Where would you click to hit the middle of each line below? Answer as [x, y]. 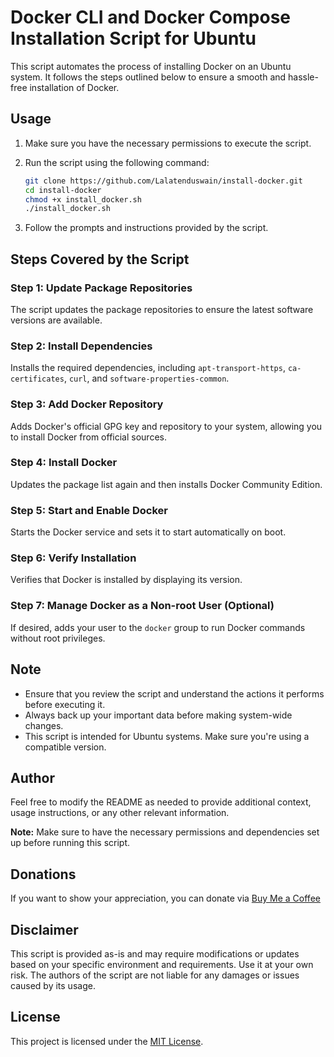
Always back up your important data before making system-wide [158, 715]
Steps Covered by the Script [100, 259]
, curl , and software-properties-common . [146, 378]
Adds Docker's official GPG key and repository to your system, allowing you [166, 426]
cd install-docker [63, 190]
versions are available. [56, 320]
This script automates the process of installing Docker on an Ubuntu [151, 66]
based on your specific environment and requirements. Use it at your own [162, 964]
